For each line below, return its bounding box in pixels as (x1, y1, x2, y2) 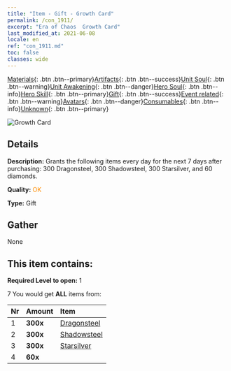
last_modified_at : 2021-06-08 (7, 29, 96, 37)
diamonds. (7, 172, 38, 180)
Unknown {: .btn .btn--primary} (20, 104, 109, 112)
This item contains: (7, 258, 93, 270)
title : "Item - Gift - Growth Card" (7, 10, 114, 17)
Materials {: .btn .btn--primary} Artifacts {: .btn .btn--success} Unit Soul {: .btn (7, 75, 225, 83)
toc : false (7, 50, 39, 57)
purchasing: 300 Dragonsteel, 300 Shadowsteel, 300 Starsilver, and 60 (7, 164, 213, 173)
